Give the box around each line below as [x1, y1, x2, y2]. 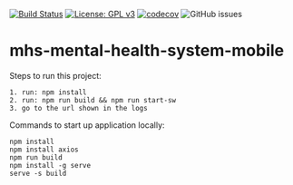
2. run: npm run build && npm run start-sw [9, 95, 177, 104]
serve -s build [9, 169, 67, 178]
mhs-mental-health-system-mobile [9, 41, 285, 61]
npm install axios [9, 145, 79, 154]
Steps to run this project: [9, 70, 102, 81]
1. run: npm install [9, 87, 88, 97]
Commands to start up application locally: [9, 119, 165, 131]
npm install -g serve [9, 161, 92, 170]
